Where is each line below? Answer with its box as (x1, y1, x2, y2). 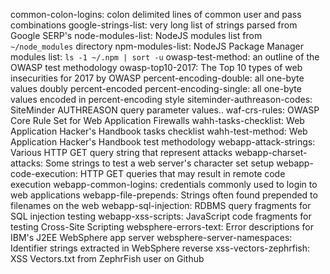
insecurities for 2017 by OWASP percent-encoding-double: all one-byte (10, 72, 305, 84)
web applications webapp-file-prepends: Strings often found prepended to (10, 189, 318, 201)
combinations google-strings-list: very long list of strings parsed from (10, 19, 298, 31)
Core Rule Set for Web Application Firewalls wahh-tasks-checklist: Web (10, 115, 305, 126)
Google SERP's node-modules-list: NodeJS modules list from (10, 30, 263, 41)
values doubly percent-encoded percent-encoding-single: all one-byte (10, 83, 302, 94)
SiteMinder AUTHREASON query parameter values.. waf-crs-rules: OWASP (10, 104, 320, 116)
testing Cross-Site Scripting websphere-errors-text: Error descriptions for (10, 221, 315, 233)
